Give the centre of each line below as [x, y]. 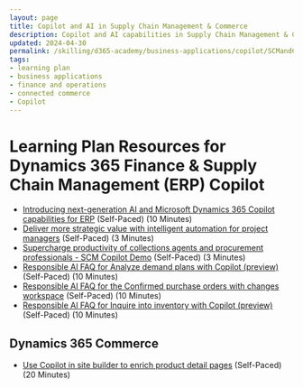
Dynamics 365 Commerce [84, 343]
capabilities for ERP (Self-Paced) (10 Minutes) [107, 219]
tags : [19, 60]
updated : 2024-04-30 [48, 43]
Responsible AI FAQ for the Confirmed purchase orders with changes [151, 286]
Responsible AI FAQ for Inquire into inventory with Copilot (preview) [147, 305]
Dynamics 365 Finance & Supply [133, 166]
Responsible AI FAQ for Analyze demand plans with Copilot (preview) [151, 267]
